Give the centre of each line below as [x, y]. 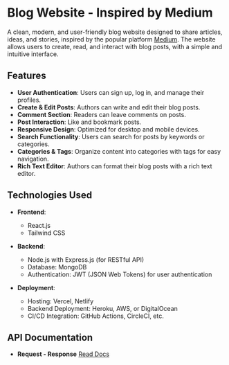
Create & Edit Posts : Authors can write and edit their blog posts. [109, 107]
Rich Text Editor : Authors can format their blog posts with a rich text [114, 166]
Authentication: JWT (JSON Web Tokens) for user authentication [120, 274]
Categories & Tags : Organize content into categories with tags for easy [119, 151]
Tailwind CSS [46, 233]
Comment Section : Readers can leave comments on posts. [102, 114]
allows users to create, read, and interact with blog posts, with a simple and [115, 46]
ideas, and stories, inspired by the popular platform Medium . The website [111, 39]
